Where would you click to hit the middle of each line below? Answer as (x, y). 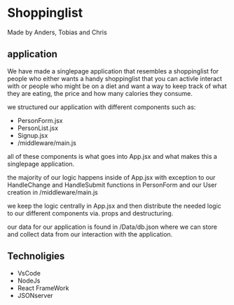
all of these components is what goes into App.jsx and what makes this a (112, 156)
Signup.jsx (33, 135)
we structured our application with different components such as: (102, 107)
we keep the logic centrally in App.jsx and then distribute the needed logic (115, 206)
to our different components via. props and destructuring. (90, 213)
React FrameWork (43, 288)
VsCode (29, 273)
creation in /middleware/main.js (53, 192)
